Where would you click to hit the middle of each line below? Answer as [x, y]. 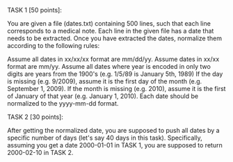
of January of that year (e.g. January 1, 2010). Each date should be [103, 96]
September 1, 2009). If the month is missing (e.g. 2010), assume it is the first [116, 89]
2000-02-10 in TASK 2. [40, 153]
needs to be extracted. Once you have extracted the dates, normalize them [115, 38]
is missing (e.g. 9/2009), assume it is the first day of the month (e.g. [105, 81]
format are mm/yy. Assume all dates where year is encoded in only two [109, 66]
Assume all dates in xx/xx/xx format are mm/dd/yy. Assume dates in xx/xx [113, 59]
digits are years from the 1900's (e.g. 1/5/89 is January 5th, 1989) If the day [115, 74]
